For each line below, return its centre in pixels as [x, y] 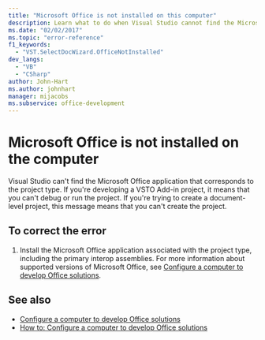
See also [30, 300]
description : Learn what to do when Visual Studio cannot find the [121, 23]
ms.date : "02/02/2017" [45, 30]
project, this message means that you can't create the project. [126, 207]
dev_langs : [26, 60]
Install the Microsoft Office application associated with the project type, [136, 250]
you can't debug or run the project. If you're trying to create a [108, 198]
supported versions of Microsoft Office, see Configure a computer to [131, 267]
